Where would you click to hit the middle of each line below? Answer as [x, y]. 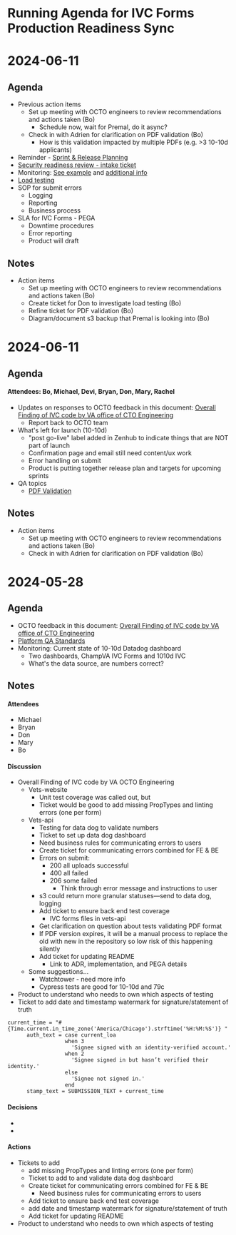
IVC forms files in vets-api [88, 919]
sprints [39, 475]
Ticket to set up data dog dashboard [92, 835]
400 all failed [69, 873]
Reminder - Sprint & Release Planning [73, 158]
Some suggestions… [58, 972]
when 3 [74, 1042]
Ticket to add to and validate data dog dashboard [101, 1178]
